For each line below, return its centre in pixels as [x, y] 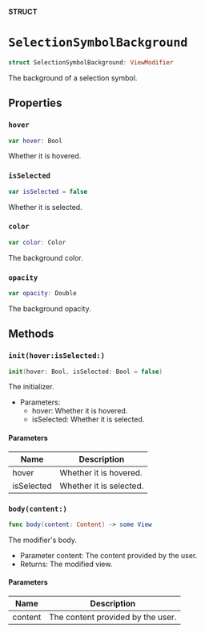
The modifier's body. [43, 540]
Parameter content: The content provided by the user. [109, 555]
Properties [35, 103]
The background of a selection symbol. [73, 78]
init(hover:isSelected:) [57, 356]
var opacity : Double [43, 294]
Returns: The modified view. [66, 564]
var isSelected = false [48, 191]
